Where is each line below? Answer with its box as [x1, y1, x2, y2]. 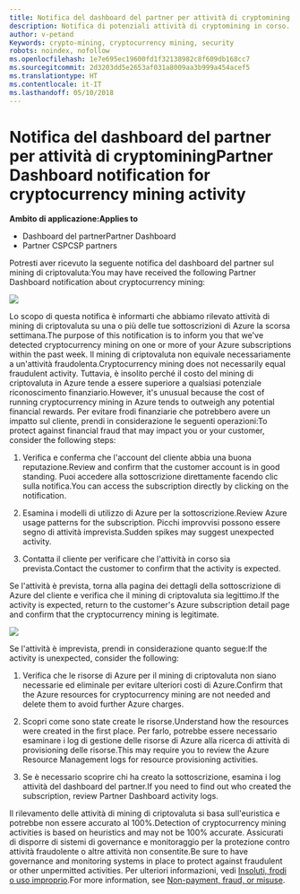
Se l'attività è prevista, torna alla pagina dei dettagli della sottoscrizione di [9, 580, 281, 592]
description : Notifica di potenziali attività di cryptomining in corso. [9, 22, 291, 30]
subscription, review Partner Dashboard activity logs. [21, 791, 219, 802]
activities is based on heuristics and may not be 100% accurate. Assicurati [9, 827, 284, 838]
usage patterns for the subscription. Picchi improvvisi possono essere [21, 517, 281, 528]
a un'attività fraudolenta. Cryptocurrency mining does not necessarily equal [9, 359, 287, 369]
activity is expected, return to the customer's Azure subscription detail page [9, 600, 290, 611]
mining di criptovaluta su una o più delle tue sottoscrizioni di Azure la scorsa [9, 320, 291, 332]
